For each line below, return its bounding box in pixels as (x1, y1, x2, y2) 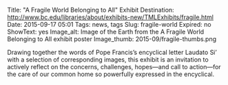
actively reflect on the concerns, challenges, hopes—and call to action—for (7, 63, 222, 71)
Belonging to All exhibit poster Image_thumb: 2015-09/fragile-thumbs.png (7, 35, 217, 43)
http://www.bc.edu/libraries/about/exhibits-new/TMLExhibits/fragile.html (7, 13, 214, 21)
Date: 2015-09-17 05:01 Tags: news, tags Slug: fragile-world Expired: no (7, 21, 211, 28)
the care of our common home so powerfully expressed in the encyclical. (7, 70, 215, 78)
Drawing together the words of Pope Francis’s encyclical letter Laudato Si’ (7, 48, 217, 56)
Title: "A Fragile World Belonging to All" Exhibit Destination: (7, 6, 174, 14)
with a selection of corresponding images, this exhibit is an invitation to (7, 56, 209, 64)
